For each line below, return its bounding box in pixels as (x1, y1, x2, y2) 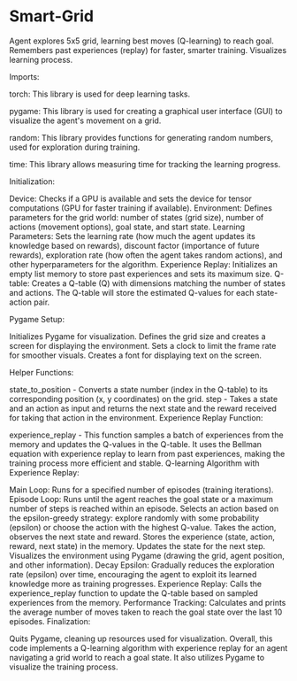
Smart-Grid (9, 6, 95, 27)
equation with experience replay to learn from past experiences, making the (9, 448, 286, 459)
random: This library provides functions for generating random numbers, (9, 132, 274, 143)
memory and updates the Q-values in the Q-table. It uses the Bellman (9, 438, 263, 449)
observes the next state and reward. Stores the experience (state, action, (9, 531, 276, 542)
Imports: (9, 71, 40, 81)
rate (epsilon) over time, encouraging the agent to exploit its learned (9, 569, 257, 579)
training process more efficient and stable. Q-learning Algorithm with (9, 458, 260, 468)
